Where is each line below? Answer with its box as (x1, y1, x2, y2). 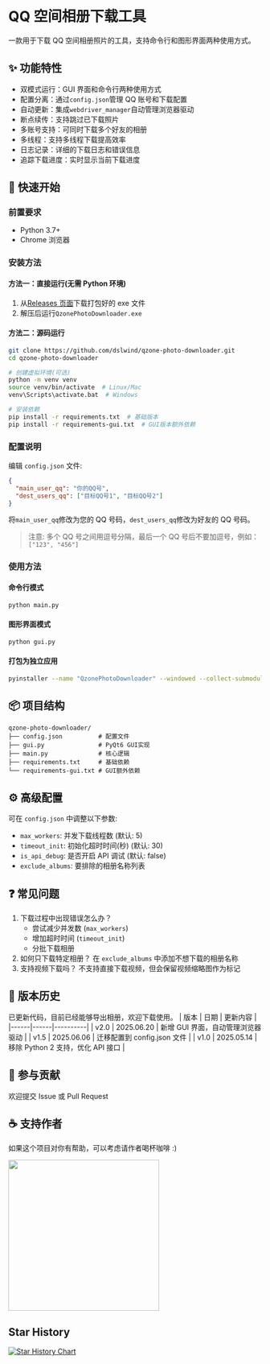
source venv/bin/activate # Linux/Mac (8, 383, 142, 391)
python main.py (8, 601, 59, 609)
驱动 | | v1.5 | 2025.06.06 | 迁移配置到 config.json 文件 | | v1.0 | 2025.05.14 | (8, 1032, 257, 1042)
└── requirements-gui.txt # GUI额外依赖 (8, 767, 141, 775)
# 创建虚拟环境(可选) (8, 368, 71, 377)
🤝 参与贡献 (8, 1068, 60, 1082)
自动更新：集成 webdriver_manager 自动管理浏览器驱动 (19, 104, 194, 114)
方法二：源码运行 (8, 328, 65, 338)
